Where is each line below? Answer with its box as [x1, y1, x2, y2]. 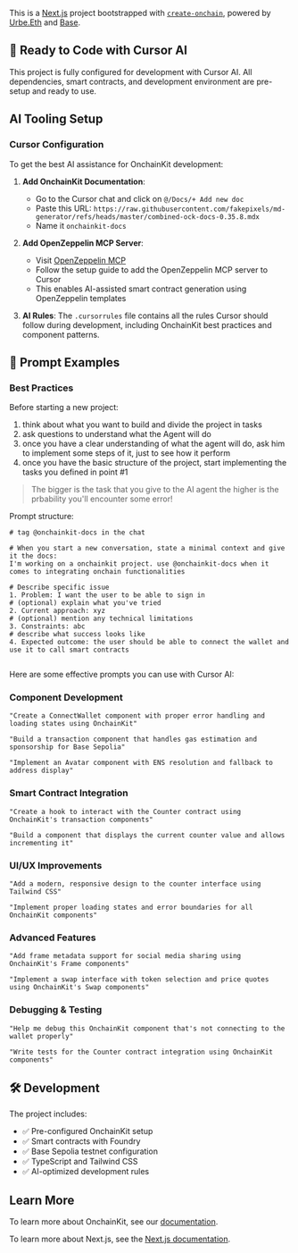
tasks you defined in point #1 [21, 467, 128, 477]
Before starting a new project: [9, 402, 119, 413]
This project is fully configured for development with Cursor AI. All [9, 66, 252, 77]
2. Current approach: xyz [9, 607, 105, 616]
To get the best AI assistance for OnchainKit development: [9, 158, 224, 169]
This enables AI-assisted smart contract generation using [35, 283, 247, 294]
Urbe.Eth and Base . [9, 17, 81, 28]
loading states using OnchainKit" [9, 719, 138, 728]
